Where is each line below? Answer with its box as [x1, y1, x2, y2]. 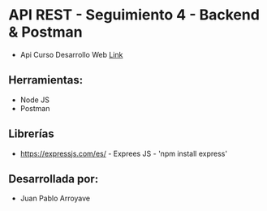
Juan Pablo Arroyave [19, 193, 91, 204]
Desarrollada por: [8, 172, 99, 186]
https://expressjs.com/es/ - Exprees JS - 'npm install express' [19, 149, 228, 158]
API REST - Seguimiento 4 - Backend [8, 6, 260, 24]
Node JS [19, 95, 50, 105]
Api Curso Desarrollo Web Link [19, 50, 123, 59]
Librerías [8, 127, 54, 141]
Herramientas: [8, 73, 84, 87]
